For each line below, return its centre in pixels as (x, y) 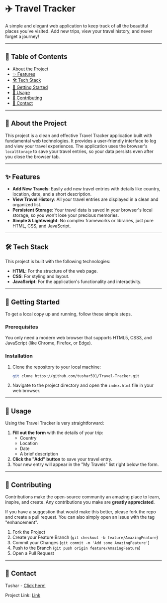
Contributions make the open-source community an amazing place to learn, (83, 497)
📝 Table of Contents (36, 57)
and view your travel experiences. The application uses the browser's (76, 146)
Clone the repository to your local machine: (56, 367)
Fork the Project (29, 532)
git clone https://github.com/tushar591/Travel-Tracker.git (76, 376)
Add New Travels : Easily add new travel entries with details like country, (86, 189)
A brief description (39, 454)
